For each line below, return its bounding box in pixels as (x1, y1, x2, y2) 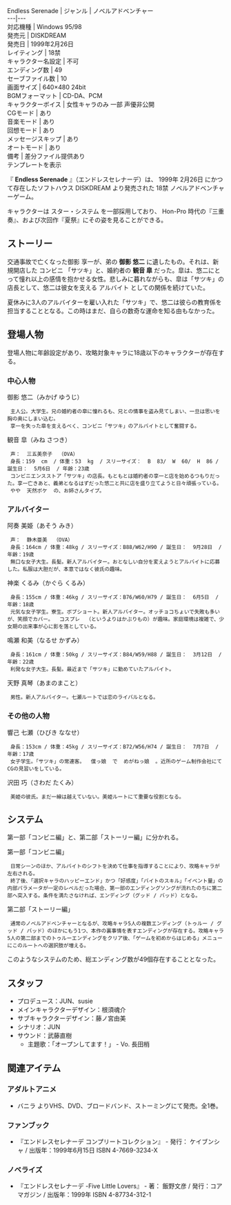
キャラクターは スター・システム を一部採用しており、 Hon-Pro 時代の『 (7, 207, 212, 215)
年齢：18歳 (7, 601, 34, 608)
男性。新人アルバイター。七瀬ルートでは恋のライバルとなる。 (10, 694, 159, 701)
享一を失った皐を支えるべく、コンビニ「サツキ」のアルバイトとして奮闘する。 (10, 422, 200, 430)
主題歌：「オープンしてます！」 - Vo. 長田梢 (27, 1040, 150, 1048)
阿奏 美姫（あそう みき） (7, 521, 77, 530)
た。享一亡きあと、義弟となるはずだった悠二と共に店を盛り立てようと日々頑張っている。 (7, 479, 222, 487)
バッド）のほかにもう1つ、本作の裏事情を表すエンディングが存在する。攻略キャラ (26, 928, 224, 935)
